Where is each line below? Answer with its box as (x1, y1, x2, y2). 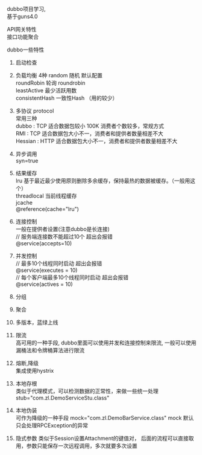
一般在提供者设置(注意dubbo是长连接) (15, 225, 110, 233)
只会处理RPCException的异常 (15, 422, 89, 429)
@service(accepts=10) (15, 240, 72, 247)
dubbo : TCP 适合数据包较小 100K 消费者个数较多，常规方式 (15, 123, 165, 129)
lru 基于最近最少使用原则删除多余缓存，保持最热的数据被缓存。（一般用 (15, 177, 191, 184)
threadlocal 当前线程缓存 (15, 192, 77, 199)
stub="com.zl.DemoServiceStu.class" (15, 395, 110, 401)
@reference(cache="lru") (15, 205, 79, 213)
